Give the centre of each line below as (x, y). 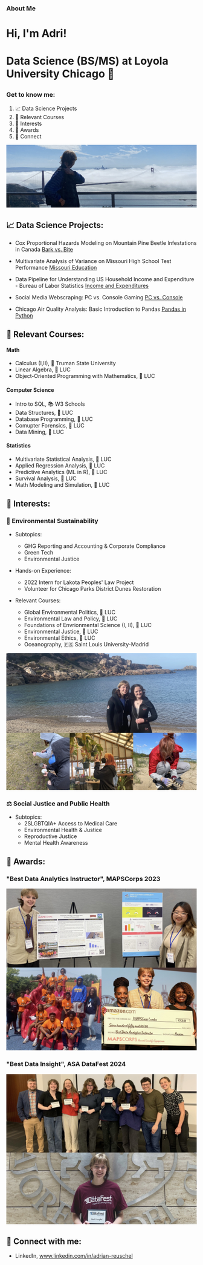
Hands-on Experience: (43, 570)
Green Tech (38, 552)
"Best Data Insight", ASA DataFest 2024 (66, 1064)
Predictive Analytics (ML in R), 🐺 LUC (61, 472)
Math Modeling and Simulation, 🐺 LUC (62, 484)
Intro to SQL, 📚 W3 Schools (50, 404)
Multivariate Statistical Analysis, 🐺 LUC (63, 459)
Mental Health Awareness (56, 842)
